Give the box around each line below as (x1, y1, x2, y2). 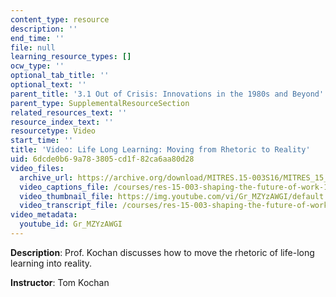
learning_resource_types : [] (10, 52, 132, 62)
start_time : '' (10, 136, 74, 146)
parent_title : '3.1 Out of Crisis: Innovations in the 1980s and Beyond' (10, 89, 325, 99)
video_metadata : (10, 210, 78, 220)
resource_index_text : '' (10, 117, 114, 127)
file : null (10, 42, 56, 53)
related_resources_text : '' (10, 107, 128, 118)
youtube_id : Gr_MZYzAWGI (19, 219, 123, 230)
